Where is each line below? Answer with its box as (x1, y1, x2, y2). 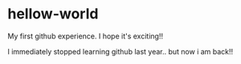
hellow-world (7, 5, 99, 23)
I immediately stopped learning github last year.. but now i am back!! (7, 46, 234, 56)
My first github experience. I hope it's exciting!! (7, 31, 164, 41)
